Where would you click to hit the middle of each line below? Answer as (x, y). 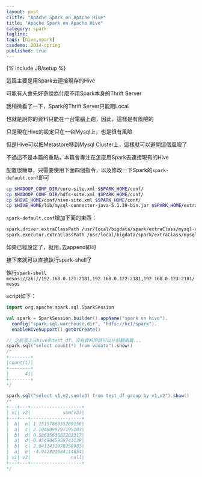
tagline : (17, 34)
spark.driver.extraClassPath (43, 229)
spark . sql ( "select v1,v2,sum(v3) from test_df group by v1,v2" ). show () (98, 396)
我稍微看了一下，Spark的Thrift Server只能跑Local (68, 106)
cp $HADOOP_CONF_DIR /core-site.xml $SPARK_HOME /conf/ (75, 189)
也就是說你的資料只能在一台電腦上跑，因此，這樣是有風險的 (80, 118)
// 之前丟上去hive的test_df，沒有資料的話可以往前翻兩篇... (74, 340)
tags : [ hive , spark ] (31, 40)
